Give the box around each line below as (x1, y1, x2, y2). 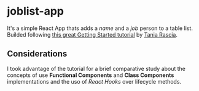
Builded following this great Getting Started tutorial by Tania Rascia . (7, 31, 178, 38)
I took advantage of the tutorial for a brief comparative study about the (7, 65, 186, 72)
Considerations (7, 49, 68, 59)
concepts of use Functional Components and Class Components (7, 71, 174, 79)
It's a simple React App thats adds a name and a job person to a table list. (7, 24, 193, 32)
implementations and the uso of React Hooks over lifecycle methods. (7, 78, 182, 85)
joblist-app (7, 4, 64, 18)
